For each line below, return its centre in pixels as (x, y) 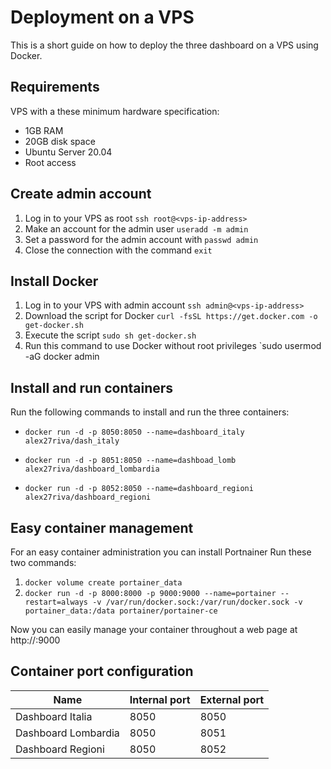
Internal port (160, 699)
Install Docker (54, 281)
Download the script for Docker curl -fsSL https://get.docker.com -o (171, 316)
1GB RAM (44, 130)
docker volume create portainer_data (103, 583)
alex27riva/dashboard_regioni (88, 497)
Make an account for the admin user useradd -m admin (136, 228)
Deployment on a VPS (102, 17)
